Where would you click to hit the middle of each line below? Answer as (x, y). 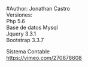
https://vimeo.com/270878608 (44, 58)
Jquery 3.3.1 (21, 34)
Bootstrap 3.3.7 (25, 40)
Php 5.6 (16, 21)
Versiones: (19, 15)
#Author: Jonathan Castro (38, 9)
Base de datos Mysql (32, 27)
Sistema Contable (28, 52)
